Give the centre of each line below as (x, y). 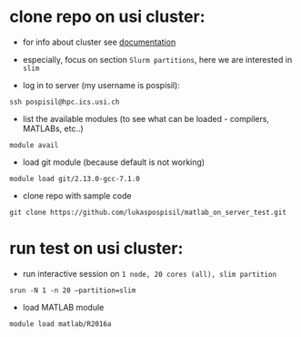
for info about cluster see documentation (99, 42)
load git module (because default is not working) (114, 162)
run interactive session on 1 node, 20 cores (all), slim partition (150, 273)
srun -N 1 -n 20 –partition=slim (73, 290)
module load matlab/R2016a (60, 324)
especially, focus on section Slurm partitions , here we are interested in (157, 59)
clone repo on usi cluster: (107, 17)
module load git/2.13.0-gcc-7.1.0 (75, 179)
